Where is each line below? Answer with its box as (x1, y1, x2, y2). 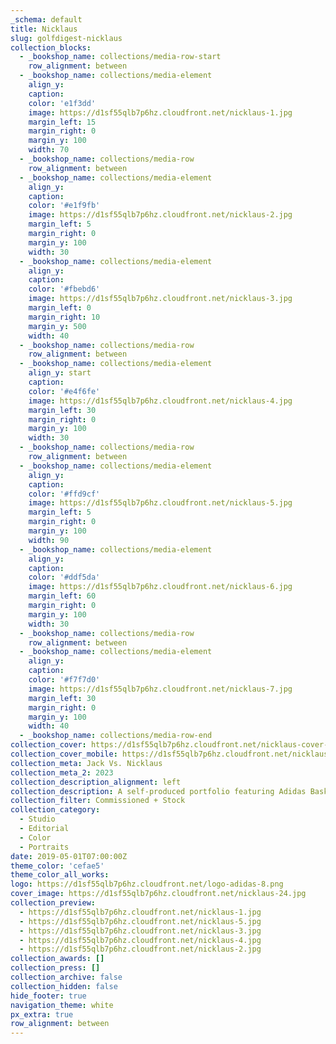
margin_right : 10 (28, 312, 101, 322)
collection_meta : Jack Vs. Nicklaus (10, 758, 163, 768)
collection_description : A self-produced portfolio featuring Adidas (10, 786, 307, 796)
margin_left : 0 (28, 303, 92, 313)
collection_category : (10, 805, 101, 815)
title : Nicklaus (10, 24, 78, 34)
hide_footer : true (10, 991, 87, 1001)
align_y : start (28, 368, 92, 378)
